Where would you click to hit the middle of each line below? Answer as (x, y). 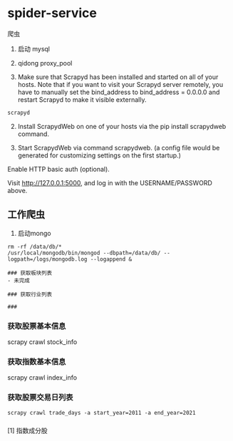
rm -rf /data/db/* (35, 247)
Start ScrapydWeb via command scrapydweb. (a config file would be (119, 147)
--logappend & (111, 259)
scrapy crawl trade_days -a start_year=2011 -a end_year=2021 (102, 413)
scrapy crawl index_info (42, 378)
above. (17, 190)
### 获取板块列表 (30, 273)
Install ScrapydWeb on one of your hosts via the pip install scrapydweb (122, 126)
